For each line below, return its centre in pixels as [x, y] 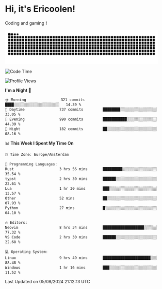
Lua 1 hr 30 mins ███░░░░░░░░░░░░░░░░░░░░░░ [81, 188]
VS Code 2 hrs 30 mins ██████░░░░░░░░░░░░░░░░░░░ [81, 237]
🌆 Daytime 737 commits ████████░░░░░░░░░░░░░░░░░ [81, 109]
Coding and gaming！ [27, 23]
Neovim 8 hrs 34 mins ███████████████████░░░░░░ [81, 227]
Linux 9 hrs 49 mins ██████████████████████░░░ [81, 258]
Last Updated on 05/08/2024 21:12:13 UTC [48, 281]
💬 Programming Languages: [31, 164]
